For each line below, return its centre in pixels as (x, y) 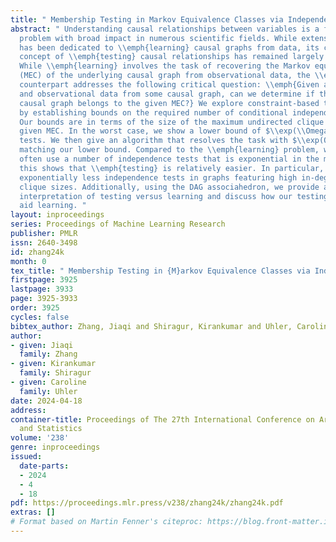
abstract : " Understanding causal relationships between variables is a (165, 29)
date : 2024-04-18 (46, 401)
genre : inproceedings (55, 447)
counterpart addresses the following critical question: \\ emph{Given (169, 85)
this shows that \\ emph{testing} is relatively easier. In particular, (172, 168)
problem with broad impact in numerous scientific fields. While (158, 38)
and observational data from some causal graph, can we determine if (167, 94)
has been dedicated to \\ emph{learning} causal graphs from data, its (169, 47)
